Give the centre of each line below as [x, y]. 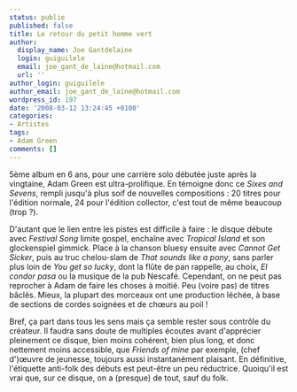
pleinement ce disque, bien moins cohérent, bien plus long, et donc [132, 340]
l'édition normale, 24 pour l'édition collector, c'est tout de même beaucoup [145, 202]
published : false [41, 26]
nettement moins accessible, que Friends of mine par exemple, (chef [135, 350]
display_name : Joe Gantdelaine [75, 50]
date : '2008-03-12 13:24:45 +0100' [75, 108]
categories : [31, 116]
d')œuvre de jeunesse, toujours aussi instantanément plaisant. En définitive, [148, 358]
